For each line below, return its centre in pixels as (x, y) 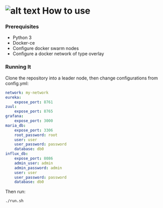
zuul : (11, 107)
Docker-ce (24, 43)
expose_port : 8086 (34, 159)
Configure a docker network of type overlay (58, 54)
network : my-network (27, 93)
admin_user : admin (34, 163)
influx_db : (17, 154)
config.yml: (17, 83)
